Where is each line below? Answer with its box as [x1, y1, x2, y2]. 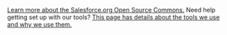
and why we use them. [7, 21, 72, 28]
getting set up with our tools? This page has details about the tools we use [7, 13, 220, 21]
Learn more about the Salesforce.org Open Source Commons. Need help [7, 6, 216, 14]
